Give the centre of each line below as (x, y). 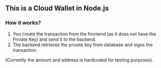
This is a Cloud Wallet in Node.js (57, 8)
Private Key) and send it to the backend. (54, 39)
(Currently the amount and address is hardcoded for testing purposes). (79, 60)
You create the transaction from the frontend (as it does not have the (84, 34)
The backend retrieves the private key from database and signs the (83, 45)
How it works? (23, 23)
